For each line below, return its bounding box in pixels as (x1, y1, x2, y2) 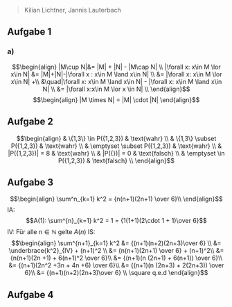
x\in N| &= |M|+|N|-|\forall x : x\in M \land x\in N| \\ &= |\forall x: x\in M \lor (10, 69, 222, 78)
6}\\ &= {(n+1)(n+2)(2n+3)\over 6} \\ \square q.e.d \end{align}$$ (24, 269, 208, 277)
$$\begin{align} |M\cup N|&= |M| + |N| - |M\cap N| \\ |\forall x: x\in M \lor (12, 63, 221, 71)
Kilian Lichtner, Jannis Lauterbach (24, 6, 121, 14)
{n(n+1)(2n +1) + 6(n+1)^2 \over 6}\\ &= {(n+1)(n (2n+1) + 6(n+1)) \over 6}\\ (10, 254, 223, 263)
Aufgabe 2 (7, 116, 54, 128)
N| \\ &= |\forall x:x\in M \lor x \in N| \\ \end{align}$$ (42, 85, 190, 93)
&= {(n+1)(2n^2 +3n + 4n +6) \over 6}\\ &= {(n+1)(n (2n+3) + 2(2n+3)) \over (8, 261, 224, 269)
